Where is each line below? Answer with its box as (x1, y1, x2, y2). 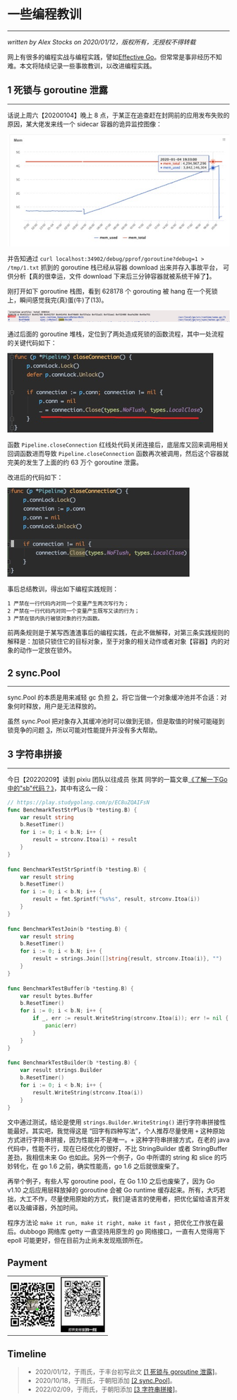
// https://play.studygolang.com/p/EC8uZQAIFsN (7, 799, 150, 806)
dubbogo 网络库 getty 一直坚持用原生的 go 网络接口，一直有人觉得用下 (19, 1227, 226, 1236)
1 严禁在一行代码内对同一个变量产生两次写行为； (7, 601, 129, 608)
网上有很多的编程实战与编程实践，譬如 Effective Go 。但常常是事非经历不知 (7, 52, 222, 61)
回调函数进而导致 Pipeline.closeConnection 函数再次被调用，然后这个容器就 (7, 449, 229, 458)
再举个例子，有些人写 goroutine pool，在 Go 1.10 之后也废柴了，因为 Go (7, 1176, 215, 1185)
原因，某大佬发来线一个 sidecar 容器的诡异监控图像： (7, 119, 162, 128)
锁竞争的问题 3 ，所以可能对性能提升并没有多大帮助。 (7, 726, 162, 735)
